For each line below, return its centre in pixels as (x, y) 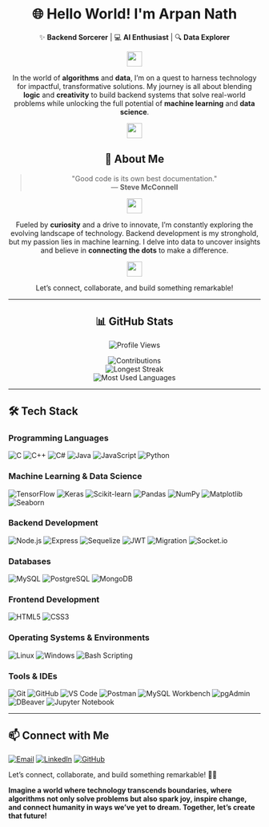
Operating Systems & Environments (79, 638)
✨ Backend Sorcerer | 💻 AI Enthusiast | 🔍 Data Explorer (134, 37)
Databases (30, 561)
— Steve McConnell (145, 187)
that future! (28, 816)
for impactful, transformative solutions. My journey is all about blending (134, 86)
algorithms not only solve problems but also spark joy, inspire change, (127, 798)
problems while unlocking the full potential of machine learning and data (134, 103)
